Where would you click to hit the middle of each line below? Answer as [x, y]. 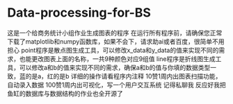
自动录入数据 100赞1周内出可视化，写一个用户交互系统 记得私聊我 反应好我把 [116, 85]
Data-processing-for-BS [79, 13]
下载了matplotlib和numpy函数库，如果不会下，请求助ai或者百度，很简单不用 [116, 41]
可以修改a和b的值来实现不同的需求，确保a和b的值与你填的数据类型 [115, 67]
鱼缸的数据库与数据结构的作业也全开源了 [65, 93]
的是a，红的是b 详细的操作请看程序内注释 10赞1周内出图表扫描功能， [123, 76]
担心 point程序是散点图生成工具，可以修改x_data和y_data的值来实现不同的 [113, 50]
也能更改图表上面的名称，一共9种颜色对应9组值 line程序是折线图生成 [117, 59]
